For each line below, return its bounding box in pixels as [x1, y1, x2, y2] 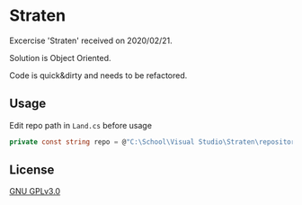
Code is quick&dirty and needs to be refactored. [9, 69, 188, 81]
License [9, 163, 55, 178]
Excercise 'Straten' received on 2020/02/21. [9, 35, 173, 46]
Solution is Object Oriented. [9, 52, 111, 63]
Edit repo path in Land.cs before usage [9, 120, 153, 130]
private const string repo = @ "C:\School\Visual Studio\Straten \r [9, 137, 263, 147]
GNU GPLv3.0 [9, 186, 61, 197]
